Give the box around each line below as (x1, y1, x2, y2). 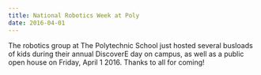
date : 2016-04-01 (8, 19, 66, 27)
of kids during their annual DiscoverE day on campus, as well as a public (8, 49, 244, 58)
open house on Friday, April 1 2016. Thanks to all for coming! (8, 57, 205, 67)
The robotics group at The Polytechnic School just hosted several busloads (8, 40, 253, 50)
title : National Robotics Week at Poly (8, 11, 140, 20)
